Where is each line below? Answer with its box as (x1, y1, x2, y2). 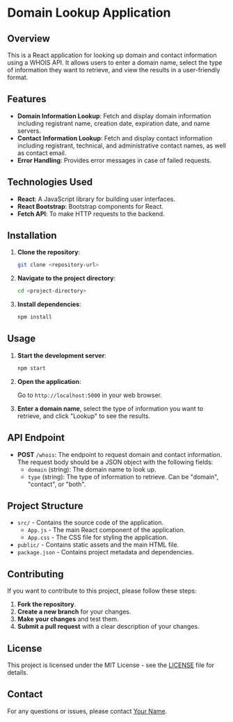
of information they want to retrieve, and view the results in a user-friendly (7, 66, 220, 74)
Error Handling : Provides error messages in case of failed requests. (17, 156, 212, 164)
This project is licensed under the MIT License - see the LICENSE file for (7, 661, 214, 669)
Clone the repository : (17, 248, 81, 257)
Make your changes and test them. (17, 615, 120, 623)
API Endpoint (7, 432, 65, 444)
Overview (7, 33, 51, 45)
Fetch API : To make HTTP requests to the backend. (17, 209, 165, 218)
